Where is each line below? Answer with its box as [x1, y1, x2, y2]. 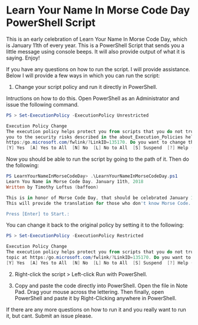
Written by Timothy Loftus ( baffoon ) [6, 184, 99, 190]
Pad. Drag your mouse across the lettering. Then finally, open [14, 288, 164, 295]
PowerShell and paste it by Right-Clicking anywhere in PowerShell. [14, 294, 177, 301]
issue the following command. [6, 101, 79, 108]
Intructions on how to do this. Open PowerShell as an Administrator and [6, 95, 180, 102]
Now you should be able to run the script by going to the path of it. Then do [6, 155, 190, 162]
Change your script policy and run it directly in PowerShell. [14, 83, 157, 90]
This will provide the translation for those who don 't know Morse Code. [6, 200, 192, 206]
